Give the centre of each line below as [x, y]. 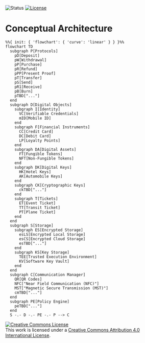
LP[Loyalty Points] [39, 141]
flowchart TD [19, 47]
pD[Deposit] [27, 55]
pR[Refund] [26, 69]
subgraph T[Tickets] [36, 199]
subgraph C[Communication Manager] [48, 275]
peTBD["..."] [28, 306]
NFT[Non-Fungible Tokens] [46, 158]
